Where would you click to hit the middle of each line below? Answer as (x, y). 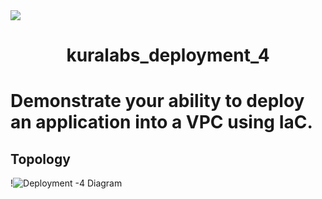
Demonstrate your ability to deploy (157, 101)
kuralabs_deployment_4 (168, 55)
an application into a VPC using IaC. (161, 122)
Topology (40, 159)
